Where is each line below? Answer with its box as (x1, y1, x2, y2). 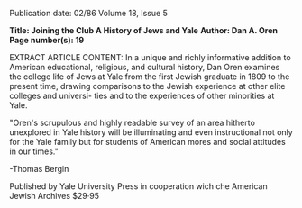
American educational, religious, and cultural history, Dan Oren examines (9, 62, 280, 72)
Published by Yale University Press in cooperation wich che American (9, 181, 268, 192)
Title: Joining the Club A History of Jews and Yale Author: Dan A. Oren (9, 25, 278, 35)
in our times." (9, 146, 59, 157)
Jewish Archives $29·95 (9, 191, 100, 201)
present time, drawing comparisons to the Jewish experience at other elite (9, 81, 286, 91)
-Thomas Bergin (9, 164, 69, 174)
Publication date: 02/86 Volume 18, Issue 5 (9, 8, 169, 18)
